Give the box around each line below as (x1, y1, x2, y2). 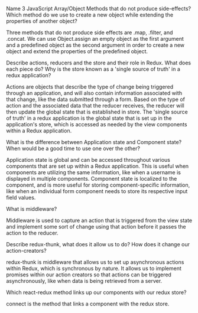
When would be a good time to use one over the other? (6, 145, 141, 152)
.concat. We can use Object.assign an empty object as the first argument (6, 35, 184, 42)
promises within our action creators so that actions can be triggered (6, 271, 171, 278)
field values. (6, 194, 36, 201)
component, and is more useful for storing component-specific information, (6, 181, 190, 188)
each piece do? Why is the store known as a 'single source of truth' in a (6, 66, 180, 73)
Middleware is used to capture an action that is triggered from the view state (6, 217, 193, 224)
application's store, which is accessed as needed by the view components (6, 121, 187, 128)
